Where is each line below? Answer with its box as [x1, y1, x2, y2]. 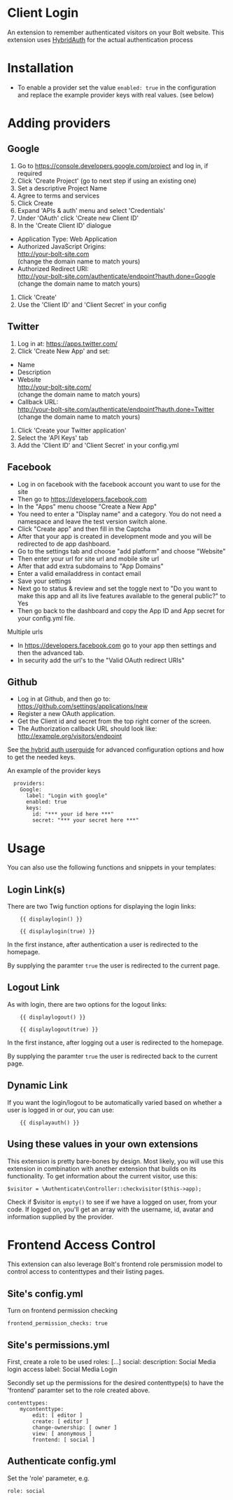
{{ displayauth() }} [20, 1119, 80, 1126]
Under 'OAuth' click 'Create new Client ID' [17, 214, 139, 222]
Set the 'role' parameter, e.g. [7, 1473, 90, 1482]
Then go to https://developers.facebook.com [17, 495, 147, 503]
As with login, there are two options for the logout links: [7, 1000, 167, 1008]
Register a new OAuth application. [17, 710, 115, 718]
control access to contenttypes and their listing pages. [7, 1267, 164, 1276]
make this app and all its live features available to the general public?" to [17, 591, 226, 600]
